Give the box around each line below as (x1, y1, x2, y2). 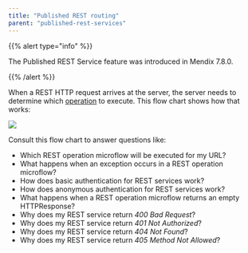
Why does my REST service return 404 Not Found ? (19, 227, 189, 236)
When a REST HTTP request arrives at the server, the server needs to (8, 87, 237, 97)
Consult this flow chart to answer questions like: (8, 135, 167, 144)
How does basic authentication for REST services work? (19, 176, 205, 185)
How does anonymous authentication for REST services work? (19, 184, 226, 194)
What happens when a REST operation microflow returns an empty (19, 192, 240, 202)
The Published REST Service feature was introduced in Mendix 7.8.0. (8, 57, 234, 66)
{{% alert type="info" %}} (8, 41, 93, 50)
